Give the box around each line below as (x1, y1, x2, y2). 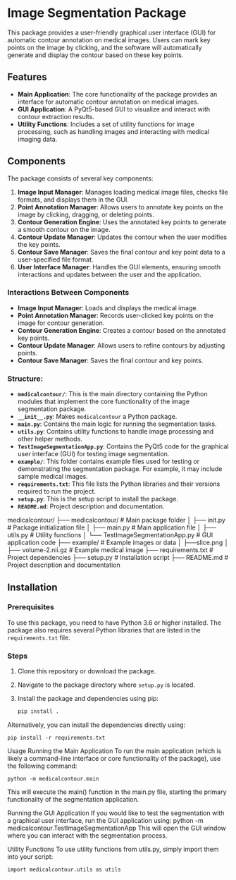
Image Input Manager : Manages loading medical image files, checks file (17, 188, 228, 196)
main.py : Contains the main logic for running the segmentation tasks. (17, 420, 217, 428)
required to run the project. (17, 487, 97, 496)
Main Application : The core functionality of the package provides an (17, 90, 218, 98)
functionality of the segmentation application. (7, 795, 139, 804)
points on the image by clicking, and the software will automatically (7, 43, 202, 51)
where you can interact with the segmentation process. (7, 831, 168, 840)
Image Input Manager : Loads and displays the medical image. (17, 303, 199, 312)
